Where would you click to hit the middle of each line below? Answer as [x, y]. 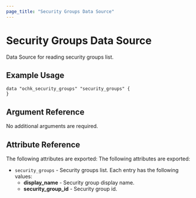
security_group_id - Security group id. [70, 189]
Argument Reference [45, 112]
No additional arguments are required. [52, 126]
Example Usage [35, 75]
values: [23, 176]
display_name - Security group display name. [79, 182]
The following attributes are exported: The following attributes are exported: [98, 159]
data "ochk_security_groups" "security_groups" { [68, 89]
